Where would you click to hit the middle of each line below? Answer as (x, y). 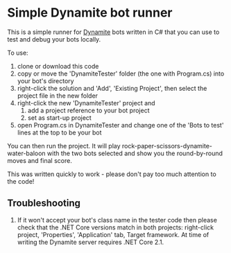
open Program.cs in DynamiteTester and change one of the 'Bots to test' (120, 125)
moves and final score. (40, 160)
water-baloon (27, 153)
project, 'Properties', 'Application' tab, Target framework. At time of (113, 234)
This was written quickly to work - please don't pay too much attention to (112, 174)
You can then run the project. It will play (64, 146)
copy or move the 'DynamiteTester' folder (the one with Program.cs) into (121, 73)
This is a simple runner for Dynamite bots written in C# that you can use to (113, 32)
